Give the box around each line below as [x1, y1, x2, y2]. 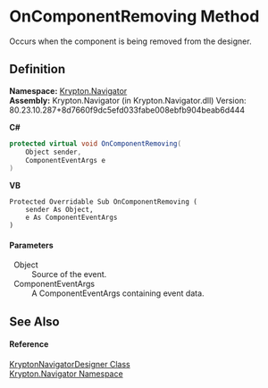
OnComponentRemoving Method [9, 6, 260, 27]
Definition [9, 62, 65, 77]
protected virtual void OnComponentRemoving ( [9, 139, 181, 148]
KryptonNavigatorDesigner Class [9, 359, 131, 370]
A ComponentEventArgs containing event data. [31, 288, 205, 299]
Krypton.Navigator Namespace [9, 368, 123, 379]
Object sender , [25, 148, 82, 156]
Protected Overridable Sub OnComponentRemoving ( [9, 198, 198, 207]
